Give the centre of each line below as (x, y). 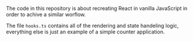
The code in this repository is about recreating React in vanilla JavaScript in (97, 8)
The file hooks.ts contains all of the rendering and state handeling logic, (92, 26)
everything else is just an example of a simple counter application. (85, 32)
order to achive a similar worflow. (46, 14)
